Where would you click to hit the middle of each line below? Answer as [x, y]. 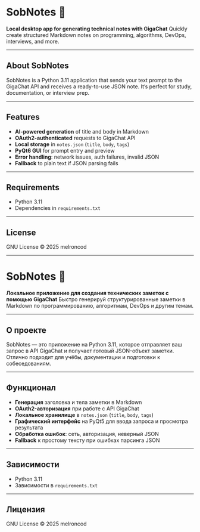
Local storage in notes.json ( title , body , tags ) [72, 144]
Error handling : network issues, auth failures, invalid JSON [87, 157]
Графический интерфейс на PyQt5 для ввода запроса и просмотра [101, 421]
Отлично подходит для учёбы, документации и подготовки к [83, 357]
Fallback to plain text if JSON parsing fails [66, 163]
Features [23, 117]
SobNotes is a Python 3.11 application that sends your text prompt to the [94, 80]
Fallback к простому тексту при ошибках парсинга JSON [87, 440]
